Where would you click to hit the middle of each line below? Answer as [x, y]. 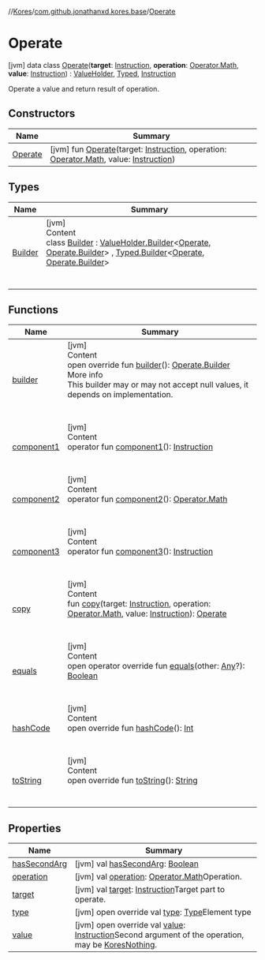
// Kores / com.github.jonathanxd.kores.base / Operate [92, 11]
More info [85, 375]
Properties [35, 828]
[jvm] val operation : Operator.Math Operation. [158, 877]
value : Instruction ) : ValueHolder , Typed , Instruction [92, 73]
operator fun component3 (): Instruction [140, 552]
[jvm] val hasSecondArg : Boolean [136, 864]
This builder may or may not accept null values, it [158, 384]
